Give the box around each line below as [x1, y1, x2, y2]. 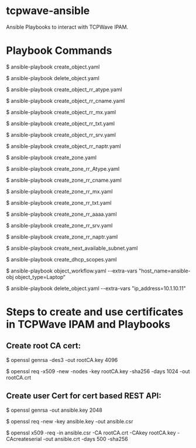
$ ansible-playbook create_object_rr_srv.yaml [6, 131, 116, 138]
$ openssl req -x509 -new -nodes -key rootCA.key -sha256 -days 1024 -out [6, 367, 190, 375]
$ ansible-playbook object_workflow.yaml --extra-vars [6, 267, 137, 274]
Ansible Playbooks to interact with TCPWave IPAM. [6, 23, 129, 30]
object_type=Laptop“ [15, 273, 66, 280]
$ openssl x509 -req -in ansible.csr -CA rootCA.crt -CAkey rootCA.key [6, 429, 177, 436]
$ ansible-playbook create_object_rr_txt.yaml [6, 120, 115, 127]
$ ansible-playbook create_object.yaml [6, 63, 100, 70]
